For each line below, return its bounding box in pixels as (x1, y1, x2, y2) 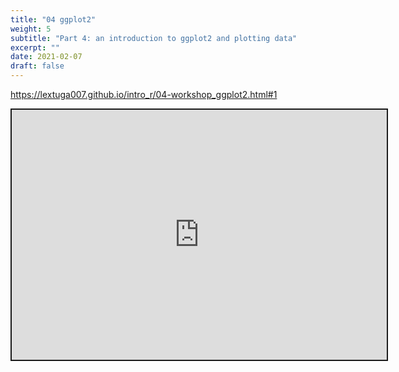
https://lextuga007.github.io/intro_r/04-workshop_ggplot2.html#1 (10, 89, 278, 100)
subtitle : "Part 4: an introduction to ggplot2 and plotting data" (10, 33, 298, 43)
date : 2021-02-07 (10, 52, 83, 62)
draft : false (10, 61, 65, 71)
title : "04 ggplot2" (10, 14, 97, 25)
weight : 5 (10, 24, 52, 34)
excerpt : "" (10, 42, 60, 53)
